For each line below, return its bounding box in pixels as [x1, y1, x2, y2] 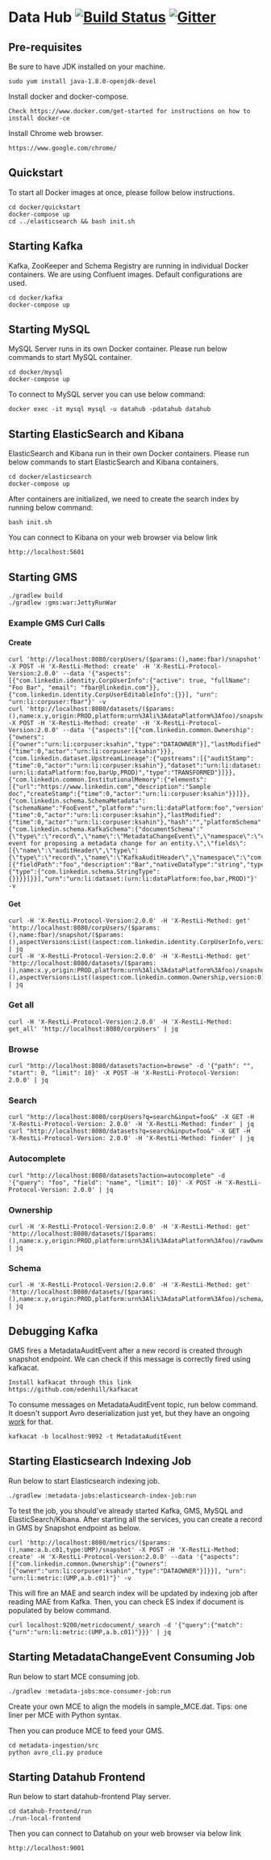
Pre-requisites [8, 40, 82, 54]
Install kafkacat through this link [8, 1378, 131, 1387]
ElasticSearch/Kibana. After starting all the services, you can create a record [8, 1514, 263, 1524]
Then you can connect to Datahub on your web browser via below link [8, 1828, 242, 1838]
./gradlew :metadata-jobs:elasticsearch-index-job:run [8, 1491, 197, 1500]
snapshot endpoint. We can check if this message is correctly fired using [8, 1354, 251, 1363]
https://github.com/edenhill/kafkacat [8, 1385, 139, 1393]
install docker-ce [8, 114, 70, 122]
